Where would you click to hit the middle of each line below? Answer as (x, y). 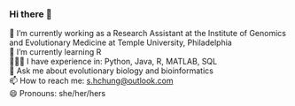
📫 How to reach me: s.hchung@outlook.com (91, 81)
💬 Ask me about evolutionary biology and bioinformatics (112, 71)
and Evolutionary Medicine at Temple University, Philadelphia (120, 42)
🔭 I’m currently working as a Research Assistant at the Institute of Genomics (147, 34)
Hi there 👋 (31, 14)
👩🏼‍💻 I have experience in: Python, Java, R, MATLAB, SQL (113, 62)
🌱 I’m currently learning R (55, 52)
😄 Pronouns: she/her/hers (58, 94)
